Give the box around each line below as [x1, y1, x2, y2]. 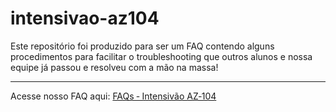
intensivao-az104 [10, 7, 160, 30]
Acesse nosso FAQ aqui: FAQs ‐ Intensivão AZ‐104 [10, 90, 217, 102]
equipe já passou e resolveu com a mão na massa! [10, 61, 219, 73]
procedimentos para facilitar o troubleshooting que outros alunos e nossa [10, 50, 313, 62]
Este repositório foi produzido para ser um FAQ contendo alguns [10, 40, 275, 52]
